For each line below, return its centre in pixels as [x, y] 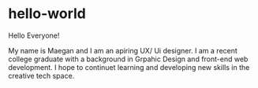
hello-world [47, 14]
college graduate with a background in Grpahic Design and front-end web [128, 59]
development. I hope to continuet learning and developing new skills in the [129, 67]
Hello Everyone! [34, 35]
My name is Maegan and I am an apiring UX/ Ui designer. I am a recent [123, 50]
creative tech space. [41, 75]
